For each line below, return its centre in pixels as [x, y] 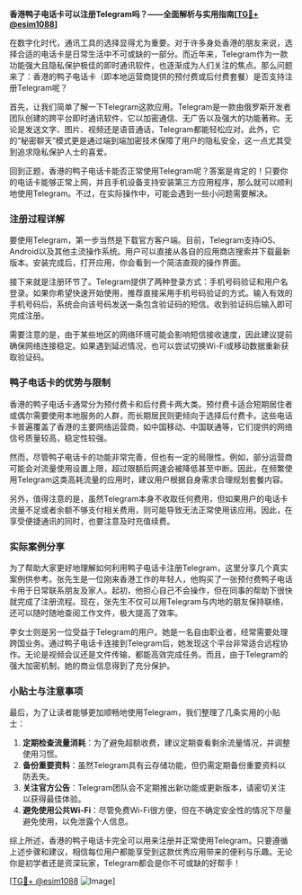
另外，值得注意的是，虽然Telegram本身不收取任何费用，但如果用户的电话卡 [149, 498]
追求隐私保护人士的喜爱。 [64, 152]
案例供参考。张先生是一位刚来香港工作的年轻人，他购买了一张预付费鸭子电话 [151, 578]
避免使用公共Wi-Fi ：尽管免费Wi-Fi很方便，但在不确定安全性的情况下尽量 [157, 810]
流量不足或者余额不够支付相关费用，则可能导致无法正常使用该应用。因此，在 [151, 510]
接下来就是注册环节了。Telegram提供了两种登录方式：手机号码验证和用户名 [149, 282]
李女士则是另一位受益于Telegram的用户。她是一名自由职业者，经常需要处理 [149, 631]
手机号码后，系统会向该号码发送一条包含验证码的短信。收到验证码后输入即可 [151, 304]
